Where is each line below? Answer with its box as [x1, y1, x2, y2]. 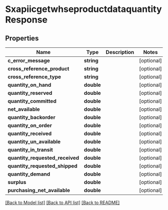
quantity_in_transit [7, 146, 53, 153]
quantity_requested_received [7, 155, 79, 161]
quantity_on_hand [7, 81, 51, 88]
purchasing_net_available [7, 187, 70, 194]
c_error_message [7, 57, 50, 64]
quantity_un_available [7, 138, 61, 145]
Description [105, 49, 134, 55]
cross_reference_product [7, 65, 69, 72]
